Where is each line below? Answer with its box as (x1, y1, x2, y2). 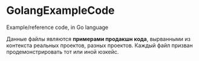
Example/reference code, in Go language (6, 24, 109, 31)
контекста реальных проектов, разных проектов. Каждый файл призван (6, 42, 193, 49)
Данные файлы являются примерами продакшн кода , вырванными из (6, 35, 191, 42)
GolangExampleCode (6, 4, 115, 18)
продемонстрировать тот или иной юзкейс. (6, 48, 119, 55)
